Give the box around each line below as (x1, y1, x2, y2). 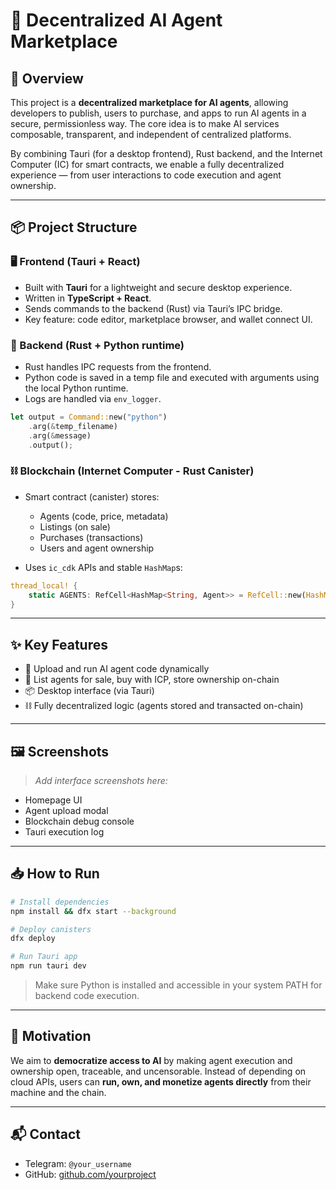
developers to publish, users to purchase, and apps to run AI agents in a (10, 107, 307, 119)
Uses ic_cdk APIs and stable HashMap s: (24, 561, 183, 573)
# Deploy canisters (10, 924, 92, 934)
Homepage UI (24, 794, 83, 806)
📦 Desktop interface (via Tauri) (24, 685, 155, 697)
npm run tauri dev (10, 961, 87, 971)
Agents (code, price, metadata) (39, 510, 169, 522)
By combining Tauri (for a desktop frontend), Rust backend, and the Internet (10, 148, 323, 159)
